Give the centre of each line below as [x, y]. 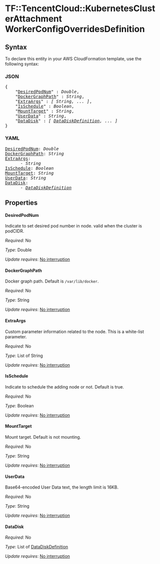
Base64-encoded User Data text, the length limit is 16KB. [62, 487]
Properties [21, 203]
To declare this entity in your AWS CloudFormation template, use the [73, 59]
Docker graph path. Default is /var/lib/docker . [52, 281]
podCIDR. [15, 231]
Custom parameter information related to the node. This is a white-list [75, 332]
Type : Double [18, 250]
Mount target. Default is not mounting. [43, 437]
